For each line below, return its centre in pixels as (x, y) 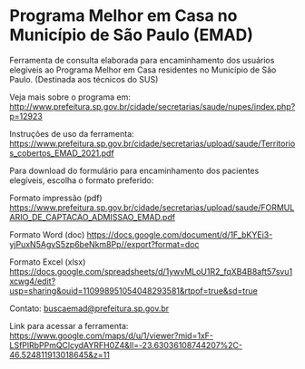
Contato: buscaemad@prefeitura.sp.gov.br (89, 308)
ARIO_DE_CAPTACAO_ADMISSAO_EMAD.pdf (92, 217)
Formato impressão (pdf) (56, 198)
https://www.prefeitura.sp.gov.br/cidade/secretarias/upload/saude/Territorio (152, 143)
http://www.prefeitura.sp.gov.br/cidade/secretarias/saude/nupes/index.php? (152, 106)
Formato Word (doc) (47, 234)
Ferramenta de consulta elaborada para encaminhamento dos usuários (142, 60)
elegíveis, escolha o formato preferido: (82, 180)
